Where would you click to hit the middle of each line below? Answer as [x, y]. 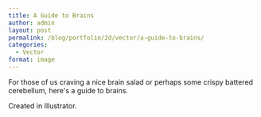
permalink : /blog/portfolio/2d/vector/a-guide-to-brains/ [106, 38]
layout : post [30, 30]
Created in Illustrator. [43, 106]
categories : [28, 45]
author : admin [32, 23]
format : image [32, 60]
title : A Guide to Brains [51, 15]
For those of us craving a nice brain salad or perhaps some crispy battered [130, 82]
